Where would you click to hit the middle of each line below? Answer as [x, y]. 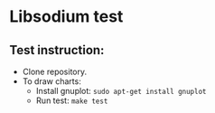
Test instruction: [57, 50]
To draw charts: [51, 81]
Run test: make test [72, 100]
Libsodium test [66, 17]
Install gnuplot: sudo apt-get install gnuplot [121, 91]
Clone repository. [55, 71]
